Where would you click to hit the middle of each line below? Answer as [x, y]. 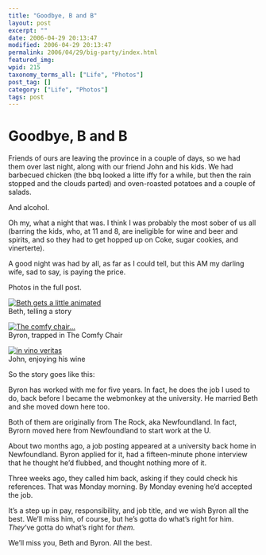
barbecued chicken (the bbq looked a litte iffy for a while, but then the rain [130, 175]
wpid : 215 [25, 68]
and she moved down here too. [59, 407]
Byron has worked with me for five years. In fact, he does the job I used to [129, 390]
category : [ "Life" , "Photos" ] [58, 89]
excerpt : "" [28, 30]
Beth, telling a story [40, 312]
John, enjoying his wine [47, 359]
